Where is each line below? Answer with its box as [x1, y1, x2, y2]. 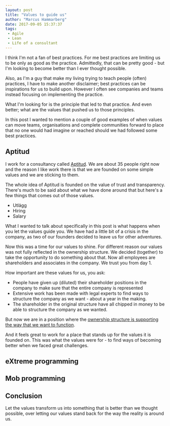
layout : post [5, 7, 33, 13]
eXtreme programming [5, 357, 79, 366]
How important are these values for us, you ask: [5, 269, 106, 276]
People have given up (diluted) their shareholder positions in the [12, 279, 147, 285]
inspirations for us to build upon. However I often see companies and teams [5, 86, 163, 92]
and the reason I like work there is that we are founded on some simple [5, 166, 154, 172]
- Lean [7, 36, 22, 41]
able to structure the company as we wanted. [12, 306, 108, 313]
